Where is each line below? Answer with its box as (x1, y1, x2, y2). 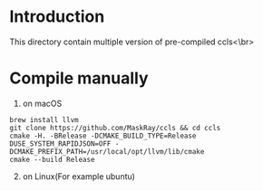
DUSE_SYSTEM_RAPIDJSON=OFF (9, 138, 112, 148)
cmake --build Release (9, 155, 95, 164)
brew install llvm (9, 115, 79, 124)
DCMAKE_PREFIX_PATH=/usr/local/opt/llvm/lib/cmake (9, 147, 205, 156)
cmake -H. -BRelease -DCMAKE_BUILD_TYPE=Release (9, 131, 197, 140)
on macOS (22, 98, 63, 109)
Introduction (9, 6, 105, 27)
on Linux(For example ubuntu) (22, 170, 136, 182)
